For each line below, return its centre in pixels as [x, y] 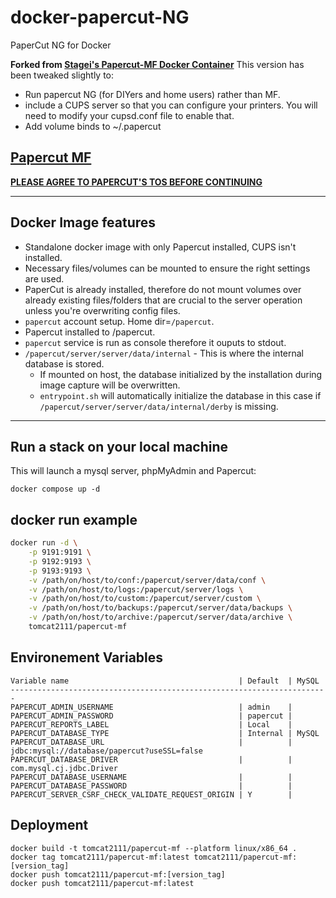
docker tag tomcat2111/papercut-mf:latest [100, 857]
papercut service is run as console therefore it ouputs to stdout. [155, 342]
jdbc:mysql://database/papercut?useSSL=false [106, 751]
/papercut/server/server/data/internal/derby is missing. [159, 406]
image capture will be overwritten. [110, 385]
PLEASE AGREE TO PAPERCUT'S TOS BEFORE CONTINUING [136, 182]
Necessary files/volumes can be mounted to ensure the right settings [167, 268]
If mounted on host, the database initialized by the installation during [181, 374]
